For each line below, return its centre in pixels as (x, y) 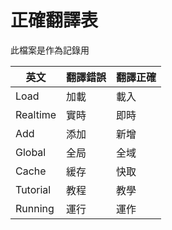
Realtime (36, 114)
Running (35, 208)
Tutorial (33, 189)
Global (31, 152)
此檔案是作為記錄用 (50, 50)
